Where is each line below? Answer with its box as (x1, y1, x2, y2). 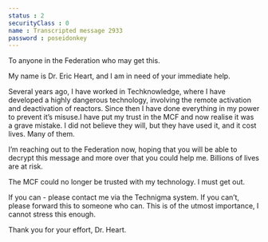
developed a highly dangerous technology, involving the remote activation (8, 95, 251, 105)
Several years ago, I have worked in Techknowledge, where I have (8, 87, 226, 97)
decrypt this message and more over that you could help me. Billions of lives (8, 153, 259, 163)
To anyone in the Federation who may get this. (8, 56, 161, 65)
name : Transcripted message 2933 (8, 26, 124, 34)
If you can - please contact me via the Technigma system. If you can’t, (8, 192, 240, 202)
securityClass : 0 (8, 19, 69, 27)
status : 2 (8, 11, 45, 20)
